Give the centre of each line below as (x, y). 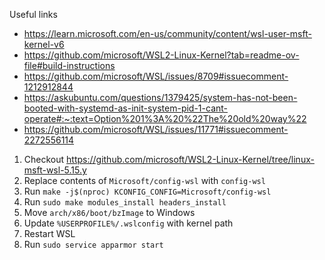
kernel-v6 (44, 44)
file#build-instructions (69, 65)
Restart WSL (49, 233)
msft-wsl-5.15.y (55, 170)
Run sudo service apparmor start (93, 244)
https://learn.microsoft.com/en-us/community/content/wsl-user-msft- (167, 33)
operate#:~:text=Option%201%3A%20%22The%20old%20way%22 (165, 118)
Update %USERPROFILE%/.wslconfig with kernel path (128, 223)
